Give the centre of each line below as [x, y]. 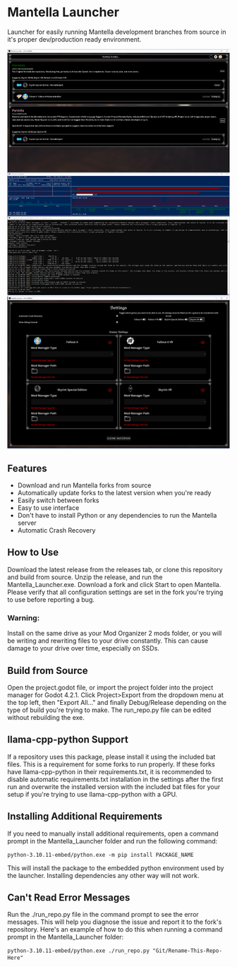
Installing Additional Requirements [85, 817]
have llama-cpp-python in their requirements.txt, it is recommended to [109, 771]
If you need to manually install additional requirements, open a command [113, 833]
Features [27, 468]
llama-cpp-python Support [68, 740]
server [27, 523]
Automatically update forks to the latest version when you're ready [114, 493]
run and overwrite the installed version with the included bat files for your [114, 787]
